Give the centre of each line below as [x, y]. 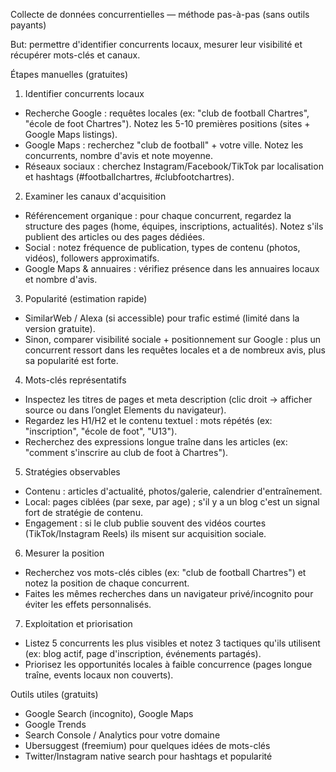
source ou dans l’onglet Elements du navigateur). [125, 410]
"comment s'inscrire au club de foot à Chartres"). [126, 452]
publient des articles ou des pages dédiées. [114, 237]
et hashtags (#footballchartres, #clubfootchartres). [129, 177]
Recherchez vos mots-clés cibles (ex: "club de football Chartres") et [165, 572]
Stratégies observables [72, 472]
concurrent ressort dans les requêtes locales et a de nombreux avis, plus [175, 350]
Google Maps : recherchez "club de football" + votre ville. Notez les [164, 145]
